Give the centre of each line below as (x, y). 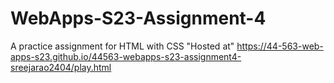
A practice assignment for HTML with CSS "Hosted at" (122, 46)
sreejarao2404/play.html (61, 67)
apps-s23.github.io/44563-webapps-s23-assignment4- (126, 56)
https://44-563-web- (280, 46)
